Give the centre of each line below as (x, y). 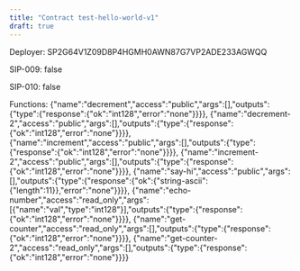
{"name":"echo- (162, 190)
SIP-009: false (36, 69)
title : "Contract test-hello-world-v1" (84, 18)
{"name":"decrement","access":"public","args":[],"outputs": (160, 104)
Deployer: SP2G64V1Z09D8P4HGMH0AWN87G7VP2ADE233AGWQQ (138, 51)
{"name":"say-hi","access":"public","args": (212, 171)
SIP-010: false (35, 86)
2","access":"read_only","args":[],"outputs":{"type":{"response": (128, 248)
